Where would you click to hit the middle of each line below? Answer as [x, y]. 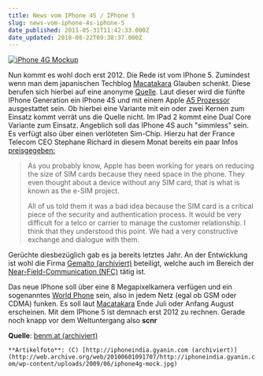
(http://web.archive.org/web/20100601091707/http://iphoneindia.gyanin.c [132, 357]
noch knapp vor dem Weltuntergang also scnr [83, 321]
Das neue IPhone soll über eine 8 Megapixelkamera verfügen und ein [120, 287]
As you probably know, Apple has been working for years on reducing [141, 166]
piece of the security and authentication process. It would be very [134, 214]
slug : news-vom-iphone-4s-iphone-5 [67, 23]
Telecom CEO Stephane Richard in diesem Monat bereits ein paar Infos [123, 142]
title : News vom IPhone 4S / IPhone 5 [72, 15]
